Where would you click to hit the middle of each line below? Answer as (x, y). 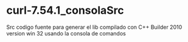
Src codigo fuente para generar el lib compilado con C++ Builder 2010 (94, 27)
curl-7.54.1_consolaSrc (65, 10)
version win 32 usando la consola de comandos (66, 33)
